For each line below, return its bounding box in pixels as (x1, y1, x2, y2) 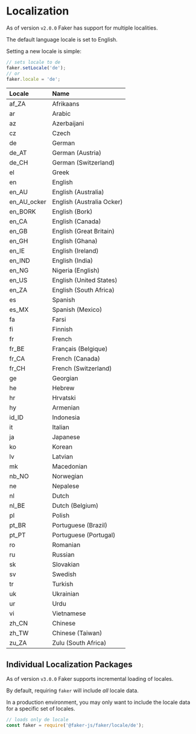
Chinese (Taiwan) (52, 629, 103, 638)
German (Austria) (52, 149, 101, 157)
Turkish (52, 580, 74, 589)
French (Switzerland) (52, 364, 112, 373)
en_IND (9, 256, 30, 265)
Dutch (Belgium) (52, 502, 99, 510)
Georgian (52, 374, 78, 382)
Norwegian (52, 472, 83, 481)
